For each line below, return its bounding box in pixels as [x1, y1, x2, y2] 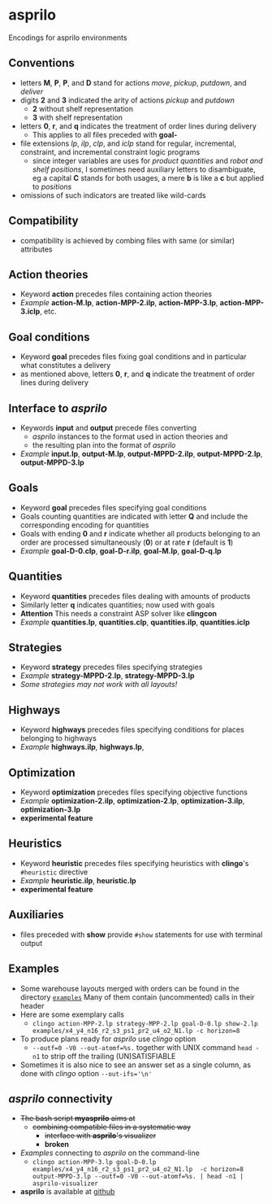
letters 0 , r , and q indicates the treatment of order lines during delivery [19, 120, 257, 131]
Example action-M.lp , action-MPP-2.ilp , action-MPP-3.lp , [19, 298, 218, 308]
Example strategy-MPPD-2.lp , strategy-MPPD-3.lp [19, 671, 195, 681]
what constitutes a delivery [19, 361, 111, 370]
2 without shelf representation [32, 103, 134, 113]
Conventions [8, 56, 76, 70]
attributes [19, 244, 53, 254]
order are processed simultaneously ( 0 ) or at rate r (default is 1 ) [19, 537, 234, 547]
